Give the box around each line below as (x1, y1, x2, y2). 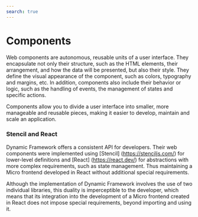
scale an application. (6, 115, 57, 122)
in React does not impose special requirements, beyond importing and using (6, 199, 192, 206)
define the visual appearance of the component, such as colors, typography (6, 72, 191, 80)
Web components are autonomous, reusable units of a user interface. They (6, 54, 189, 61)
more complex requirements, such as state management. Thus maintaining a (6, 162, 193, 169)
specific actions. (6, 91, 46, 98)
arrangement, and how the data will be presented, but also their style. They (6, 66, 189, 73)
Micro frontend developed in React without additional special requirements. (6, 169, 190, 176)
